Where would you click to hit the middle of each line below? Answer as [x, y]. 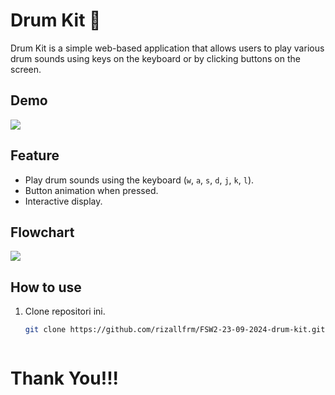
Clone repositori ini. [65, 311]
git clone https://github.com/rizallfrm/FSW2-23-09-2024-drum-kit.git [175, 330]
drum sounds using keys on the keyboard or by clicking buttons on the [155, 58]
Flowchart [42, 232]
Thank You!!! [65, 378]
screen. [26, 69]
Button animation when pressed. [91, 190]
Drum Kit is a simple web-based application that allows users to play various [167, 48]
